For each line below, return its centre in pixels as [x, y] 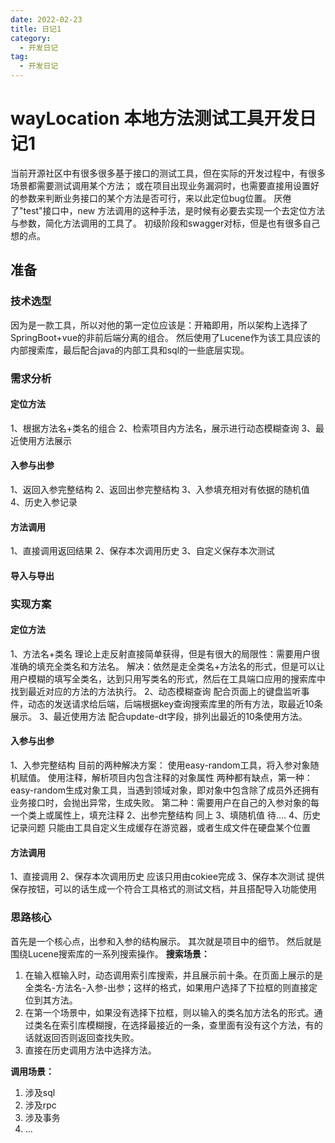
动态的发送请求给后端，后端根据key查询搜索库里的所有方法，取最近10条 [175, 703]
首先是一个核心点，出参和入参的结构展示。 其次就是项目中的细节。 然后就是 [166, 941]
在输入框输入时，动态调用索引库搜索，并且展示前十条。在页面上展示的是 [173, 975]
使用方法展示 [45, 440]
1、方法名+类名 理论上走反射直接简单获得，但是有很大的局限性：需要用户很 [165, 653]
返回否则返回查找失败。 [91, 1037]
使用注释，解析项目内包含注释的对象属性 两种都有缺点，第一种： [180, 778]
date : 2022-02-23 [46, 19]
